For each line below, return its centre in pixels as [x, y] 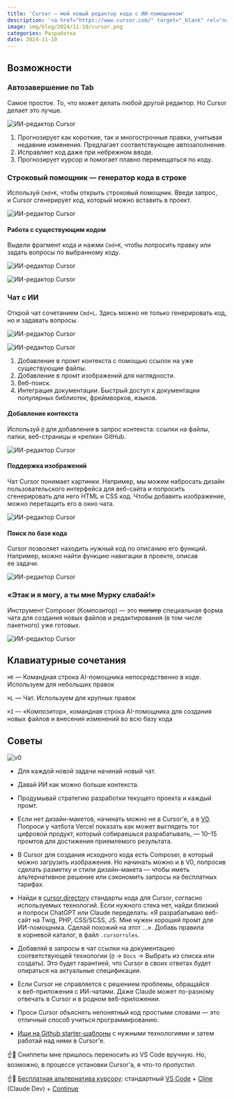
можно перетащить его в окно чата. [61, 504]
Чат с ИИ [23, 298]
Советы [25, 740]
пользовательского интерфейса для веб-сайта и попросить [96, 489]
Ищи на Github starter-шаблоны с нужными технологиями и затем [116, 1033]
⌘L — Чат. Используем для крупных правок [71, 698]
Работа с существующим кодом [57, 229]
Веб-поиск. [34, 383]
